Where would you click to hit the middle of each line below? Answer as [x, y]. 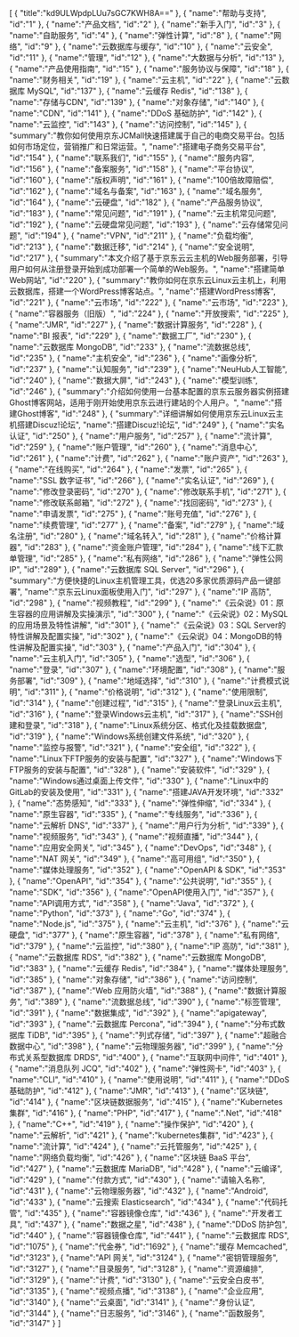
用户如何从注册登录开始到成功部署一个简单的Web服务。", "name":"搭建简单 [147, 269]
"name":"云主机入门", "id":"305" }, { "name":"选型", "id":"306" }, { [130, 658]
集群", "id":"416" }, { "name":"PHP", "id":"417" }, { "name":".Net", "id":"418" [146, 1113]
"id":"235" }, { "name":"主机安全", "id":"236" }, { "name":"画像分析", [133, 358]
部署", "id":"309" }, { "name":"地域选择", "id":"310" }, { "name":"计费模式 [149, 681]
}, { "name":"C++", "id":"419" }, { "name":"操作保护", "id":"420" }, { [131, 1124]
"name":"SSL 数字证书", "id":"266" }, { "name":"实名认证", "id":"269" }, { [141, 480]
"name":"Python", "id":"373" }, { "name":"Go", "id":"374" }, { [120, 913]
